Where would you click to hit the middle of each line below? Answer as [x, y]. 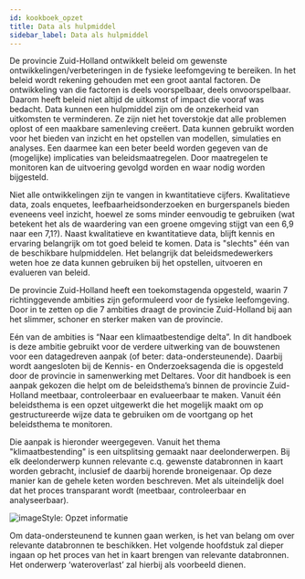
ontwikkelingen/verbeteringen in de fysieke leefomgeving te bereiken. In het [153, 70]
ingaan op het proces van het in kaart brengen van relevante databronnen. [149, 555]
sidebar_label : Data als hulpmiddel [79, 35]
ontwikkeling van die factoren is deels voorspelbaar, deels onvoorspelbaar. [150, 90]
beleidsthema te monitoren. [61, 425]
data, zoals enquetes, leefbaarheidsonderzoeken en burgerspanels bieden [150, 205]
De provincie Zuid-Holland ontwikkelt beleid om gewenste [119, 61]
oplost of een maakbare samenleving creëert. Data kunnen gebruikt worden [152, 129]
